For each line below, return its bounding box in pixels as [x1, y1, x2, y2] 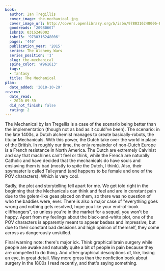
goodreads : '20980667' [9, 26, 56, 30]
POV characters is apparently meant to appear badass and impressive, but [5, 219, 156, 225]
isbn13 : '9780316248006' [9, 35, 60, 40]
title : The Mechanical [9, 76, 56, 81]
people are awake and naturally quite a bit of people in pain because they [5, 244, 154, 250]
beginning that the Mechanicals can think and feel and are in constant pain [5, 188, 156, 194]
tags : [9, 67, 21, 72]
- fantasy [9, 71, 29, 76]
